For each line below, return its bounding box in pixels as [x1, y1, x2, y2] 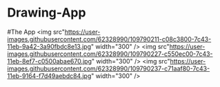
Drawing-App [7, 5, 86, 21]
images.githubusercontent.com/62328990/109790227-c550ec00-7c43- [7, 50, 213, 58]
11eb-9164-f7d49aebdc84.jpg [7, 71, 92, 80]
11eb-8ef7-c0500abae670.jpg [7, 57, 92, 65]
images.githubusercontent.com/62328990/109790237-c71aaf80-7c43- [7, 64, 210, 72]
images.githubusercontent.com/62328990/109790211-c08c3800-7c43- [7, 35, 212, 43]
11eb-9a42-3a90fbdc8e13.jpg [7, 42, 92, 50]
